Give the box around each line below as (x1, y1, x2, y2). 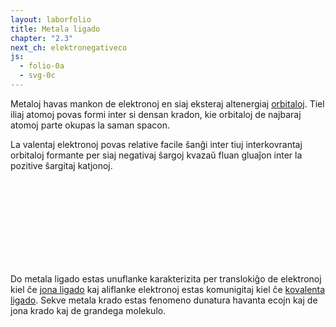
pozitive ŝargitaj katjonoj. (10, 159, 113, 171)
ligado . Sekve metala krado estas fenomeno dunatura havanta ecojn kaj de (10, 294, 318, 306)
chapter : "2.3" (10, 33, 74, 43)
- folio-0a (19, 61, 65, 71)
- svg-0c (19, 71, 56, 81)
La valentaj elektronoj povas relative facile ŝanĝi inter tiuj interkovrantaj (10, 138, 303, 150)
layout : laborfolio (10, 14, 92, 25)
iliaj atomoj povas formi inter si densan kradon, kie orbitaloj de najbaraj (10, 108, 302, 120)
